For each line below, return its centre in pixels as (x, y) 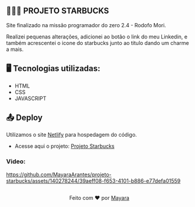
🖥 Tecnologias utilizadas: (53, 69)
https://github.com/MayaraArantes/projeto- (59, 174)
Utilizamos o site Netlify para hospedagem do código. (71, 135)
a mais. (15, 49)
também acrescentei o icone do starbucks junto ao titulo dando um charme (97, 43)
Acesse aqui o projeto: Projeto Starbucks (64, 146)
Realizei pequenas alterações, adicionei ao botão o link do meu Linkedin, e (97, 37)
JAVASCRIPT (30, 98)
